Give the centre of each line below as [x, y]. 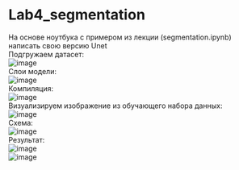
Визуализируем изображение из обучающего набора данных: [115, 106]
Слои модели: [32, 71]
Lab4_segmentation [77, 15]
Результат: [27, 139]
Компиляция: [31, 88]
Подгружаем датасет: [46, 54]
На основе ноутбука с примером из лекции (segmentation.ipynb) [120, 37]
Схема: [21, 122]
